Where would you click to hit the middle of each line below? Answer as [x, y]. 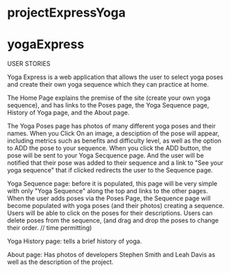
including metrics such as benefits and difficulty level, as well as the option [114, 141]
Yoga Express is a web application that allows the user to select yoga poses [115, 77]
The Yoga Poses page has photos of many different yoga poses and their [112, 126]
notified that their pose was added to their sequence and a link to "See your [115, 163]
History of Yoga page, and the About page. [68, 113]
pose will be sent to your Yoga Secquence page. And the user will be [106, 156]
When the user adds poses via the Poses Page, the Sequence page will [109, 198]
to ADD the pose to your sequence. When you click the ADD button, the [109, 148]
